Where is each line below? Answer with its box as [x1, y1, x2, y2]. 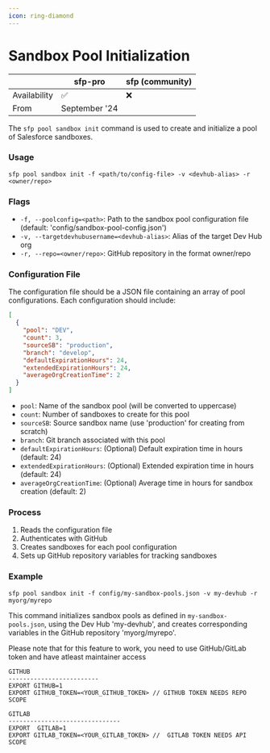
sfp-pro [73, 76, 106, 87]
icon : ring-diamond [8, 11, 74, 20]
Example [8, 571, 44, 582]
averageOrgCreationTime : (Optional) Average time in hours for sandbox [19, 478, 254, 488]
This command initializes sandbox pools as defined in [8, 610, 186, 620]
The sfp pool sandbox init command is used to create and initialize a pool [8, 123, 258, 133]
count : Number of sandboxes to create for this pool [19, 409, 189, 420]
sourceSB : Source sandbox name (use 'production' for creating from [19, 418, 245, 428]
